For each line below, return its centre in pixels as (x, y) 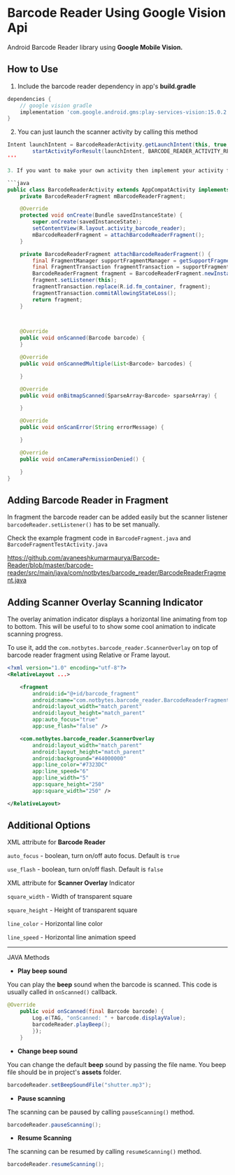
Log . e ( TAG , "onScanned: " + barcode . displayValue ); (109, 1018)
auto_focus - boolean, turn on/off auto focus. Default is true (94, 856)
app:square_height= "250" (69, 785)
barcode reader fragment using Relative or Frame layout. (89, 655)
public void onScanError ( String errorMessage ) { (92, 428)
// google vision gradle (56, 106)
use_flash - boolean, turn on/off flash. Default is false (85, 869)
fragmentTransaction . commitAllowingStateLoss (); (105, 293)
